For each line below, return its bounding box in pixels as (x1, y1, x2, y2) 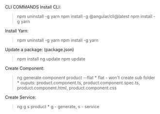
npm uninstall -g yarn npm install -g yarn (16, 37, 98, 43)
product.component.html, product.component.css (16, 85, 117, 91)
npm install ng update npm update (16, 56, 86, 62)
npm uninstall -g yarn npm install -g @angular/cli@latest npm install (16, 14, 153, 19)
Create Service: (5, 94, 36, 100)
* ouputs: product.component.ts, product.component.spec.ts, (16, 80, 140, 85)
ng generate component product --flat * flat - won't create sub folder (16, 75, 155, 80)
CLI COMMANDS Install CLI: (5, 4, 61, 10)
